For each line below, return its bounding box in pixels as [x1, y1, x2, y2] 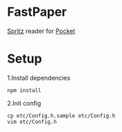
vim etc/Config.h [7, 118, 57, 125]
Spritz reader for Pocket [7, 27, 76, 35]
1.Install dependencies [7, 74, 71, 82]
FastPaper [7, 4, 68, 20]
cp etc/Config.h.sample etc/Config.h [7, 112, 116, 119]
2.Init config [7, 99, 41, 107]
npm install [7, 87, 41, 93]
